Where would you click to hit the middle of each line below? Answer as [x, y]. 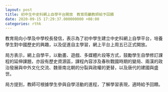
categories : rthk [23, 24]
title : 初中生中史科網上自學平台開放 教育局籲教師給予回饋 [59, 14]
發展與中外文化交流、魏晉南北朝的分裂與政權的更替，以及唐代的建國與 [81, 68]
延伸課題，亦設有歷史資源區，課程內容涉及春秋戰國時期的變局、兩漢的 [86, 61]
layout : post [19, 10]
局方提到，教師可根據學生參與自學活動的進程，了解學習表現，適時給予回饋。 [84, 85]
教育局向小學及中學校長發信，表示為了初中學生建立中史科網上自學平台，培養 [84, 38]
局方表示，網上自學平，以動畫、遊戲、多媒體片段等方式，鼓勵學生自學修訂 [82, 55]
